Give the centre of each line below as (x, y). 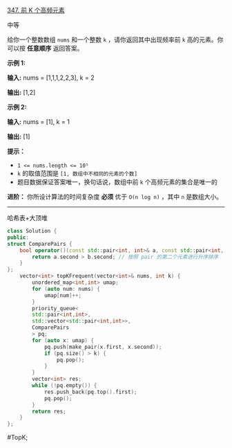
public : (18, 238)
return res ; (49, 411)
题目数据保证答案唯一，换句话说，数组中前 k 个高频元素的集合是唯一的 (117, 182)
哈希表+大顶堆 (28, 218)
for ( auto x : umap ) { (63, 340)
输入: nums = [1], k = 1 (39, 122)
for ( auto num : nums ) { (66, 289)
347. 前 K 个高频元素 (36, 10)
